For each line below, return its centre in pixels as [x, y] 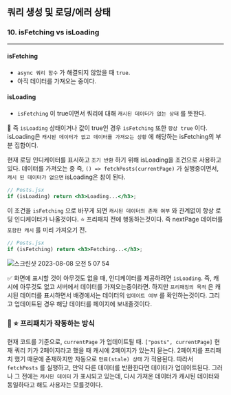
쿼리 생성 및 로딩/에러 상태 [59, 12]
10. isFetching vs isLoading [53, 32]
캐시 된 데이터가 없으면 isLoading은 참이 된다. [66, 177]
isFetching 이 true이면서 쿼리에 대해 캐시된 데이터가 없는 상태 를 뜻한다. [111, 114]
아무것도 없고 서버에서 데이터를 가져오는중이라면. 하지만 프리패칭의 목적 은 [117, 286]
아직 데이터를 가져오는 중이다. [57, 81]
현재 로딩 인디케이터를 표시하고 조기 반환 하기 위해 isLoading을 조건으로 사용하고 [114, 160]
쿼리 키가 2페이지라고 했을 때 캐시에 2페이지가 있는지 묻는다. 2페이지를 [109, 350]
